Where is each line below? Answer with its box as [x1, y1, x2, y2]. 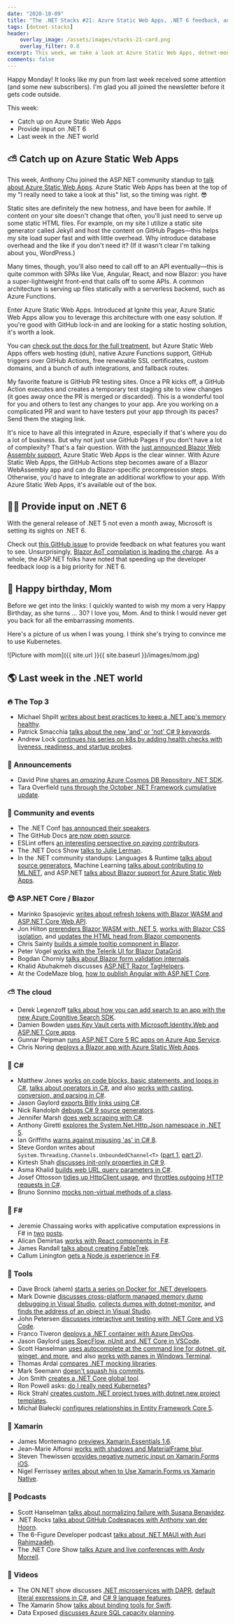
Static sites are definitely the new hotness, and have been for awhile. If [7, 204, 212, 212]
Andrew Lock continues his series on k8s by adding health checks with [17, 735, 222, 743]
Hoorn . [17, 1522, 38, 1531]
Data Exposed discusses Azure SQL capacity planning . [17, 1608, 176, 1616]
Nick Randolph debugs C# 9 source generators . [17, 1106, 155, 1114]
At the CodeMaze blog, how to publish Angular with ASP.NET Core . [17, 969, 211, 978]
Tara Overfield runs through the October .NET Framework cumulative [17, 783, 217, 792]
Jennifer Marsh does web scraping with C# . [17, 1114, 144, 1122]
